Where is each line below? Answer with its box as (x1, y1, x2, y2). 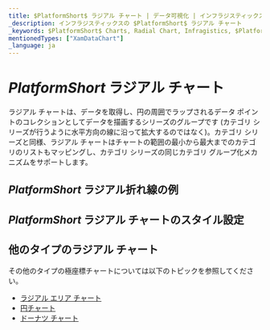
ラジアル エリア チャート (19, 293, 102, 303)
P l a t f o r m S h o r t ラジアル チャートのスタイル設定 (8, 212, 245, 226)
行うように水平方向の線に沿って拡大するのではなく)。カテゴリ (35, 127, 243, 137)
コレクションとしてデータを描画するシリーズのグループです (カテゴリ (22, 118, 252, 127)
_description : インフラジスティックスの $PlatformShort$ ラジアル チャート (8, 19, 243, 27)
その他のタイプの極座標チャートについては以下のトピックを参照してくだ (8, 266, 247, 275)
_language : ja (8, 42, 56, 50)
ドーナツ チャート (19, 313, 79, 323)
